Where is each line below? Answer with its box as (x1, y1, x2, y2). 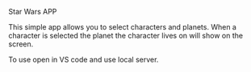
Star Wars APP (8, 7, 57, 16)
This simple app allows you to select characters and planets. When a (8, 22, 236, 31)
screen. (8, 39, 34, 49)
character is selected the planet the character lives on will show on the (8, 31, 244, 40)
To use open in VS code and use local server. (8, 55, 159, 64)
